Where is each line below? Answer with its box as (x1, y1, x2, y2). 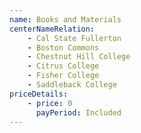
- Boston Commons (27, 42, 100, 53)
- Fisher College (27, 71, 100, 81)
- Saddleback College (27, 80, 117, 90)
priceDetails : (9, 89, 69, 99)
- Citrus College (27, 61, 100, 71)
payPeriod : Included (35, 107, 122, 118)
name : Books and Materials (9, 14, 122, 25)
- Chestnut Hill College (27, 52, 131, 62)
